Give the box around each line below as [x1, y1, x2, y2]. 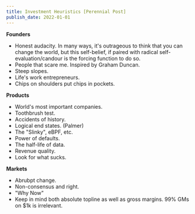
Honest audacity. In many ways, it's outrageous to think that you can [14, 42, 183, 49]
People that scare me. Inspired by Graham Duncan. [14, 61, 140, 68]
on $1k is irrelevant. [14, 202, 63, 209]
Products [6, 92, 30, 99]
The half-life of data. [14, 141, 65, 148]
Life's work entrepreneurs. [14, 74, 80, 81]
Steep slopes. [14, 67, 49, 74]
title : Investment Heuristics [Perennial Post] [6, 8, 127, 15]
